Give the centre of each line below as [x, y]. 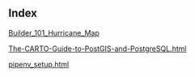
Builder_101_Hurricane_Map [54, 32]
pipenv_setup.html [39, 64]
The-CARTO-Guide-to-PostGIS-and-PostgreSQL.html [97, 49]
